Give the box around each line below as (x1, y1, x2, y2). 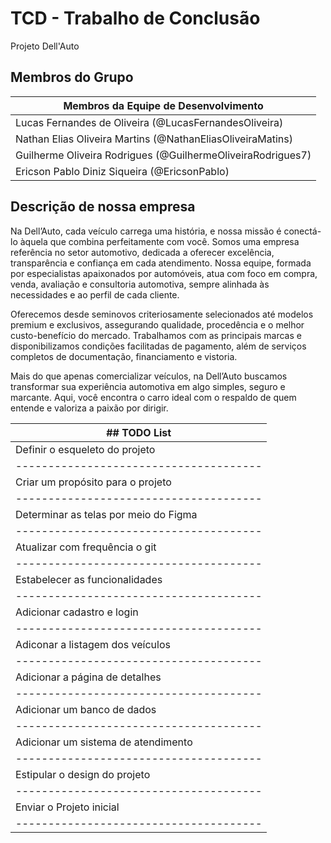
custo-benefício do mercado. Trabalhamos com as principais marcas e (10, 329, 302, 341)
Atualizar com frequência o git (15, 540, 157, 554)
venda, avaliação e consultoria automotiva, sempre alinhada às (10, 278, 270, 290)
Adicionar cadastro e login (15, 605, 139, 619)
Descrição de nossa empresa (10, 198, 196, 216)
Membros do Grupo (10, 69, 134, 86)
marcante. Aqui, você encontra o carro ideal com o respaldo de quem (10, 391, 297, 403)
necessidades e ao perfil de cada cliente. (10, 288, 180, 301)
